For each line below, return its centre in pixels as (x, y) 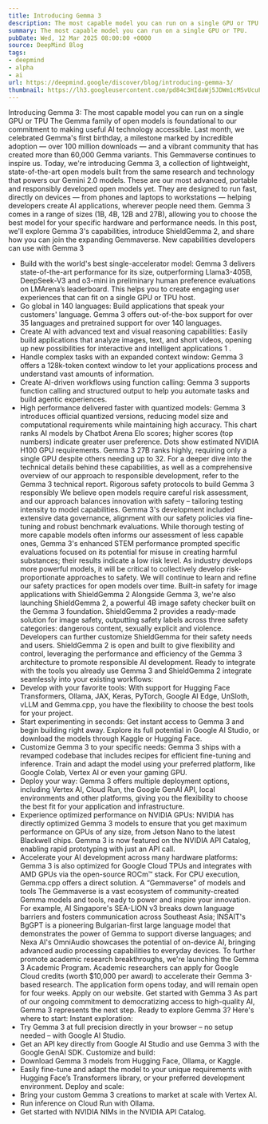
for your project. (46, 713)
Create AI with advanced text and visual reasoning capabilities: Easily (134, 331)
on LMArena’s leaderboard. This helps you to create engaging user (130, 289)
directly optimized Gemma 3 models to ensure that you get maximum (133, 824)
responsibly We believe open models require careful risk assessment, (134, 493)
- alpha (21, 68)
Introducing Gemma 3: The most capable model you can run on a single (126, 113)
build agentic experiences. (63, 399)
